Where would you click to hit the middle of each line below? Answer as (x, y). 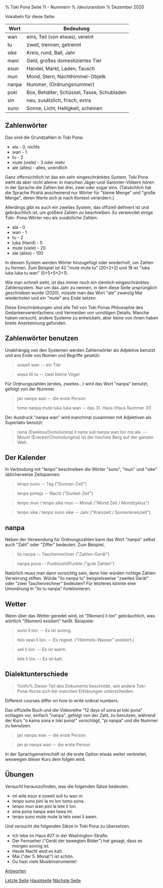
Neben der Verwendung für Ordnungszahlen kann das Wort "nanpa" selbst (80, 540)
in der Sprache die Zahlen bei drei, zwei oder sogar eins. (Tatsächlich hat (78, 187)
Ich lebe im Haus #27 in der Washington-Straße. (60, 835)
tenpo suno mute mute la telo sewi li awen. (55, 816)
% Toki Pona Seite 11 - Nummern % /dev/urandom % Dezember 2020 (75, 7)
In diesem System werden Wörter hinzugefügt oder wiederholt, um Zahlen (79, 262)
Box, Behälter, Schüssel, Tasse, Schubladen (76, 92)
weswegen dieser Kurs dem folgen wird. (45, 759)
